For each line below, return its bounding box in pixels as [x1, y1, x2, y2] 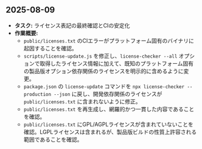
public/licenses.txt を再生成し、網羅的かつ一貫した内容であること [23, 105, 195, 113]
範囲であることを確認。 [23, 136, 83, 143]
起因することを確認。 [23, 44, 77, 52]
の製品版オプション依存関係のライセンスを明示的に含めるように [23, 67, 184, 75]
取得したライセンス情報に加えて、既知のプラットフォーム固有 [40, 60, 194, 67]
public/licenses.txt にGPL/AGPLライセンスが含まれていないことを [23, 120, 194, 128]
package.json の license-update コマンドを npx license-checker [23, 82, 185, 90]
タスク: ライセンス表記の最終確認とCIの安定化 [14, 21, 130, 29]
